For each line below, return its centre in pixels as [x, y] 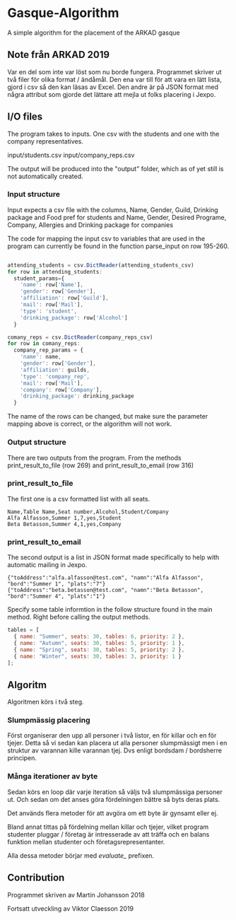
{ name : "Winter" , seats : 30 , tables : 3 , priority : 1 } [98, 656]
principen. [22, 758]
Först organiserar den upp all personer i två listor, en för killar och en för [112, 735]
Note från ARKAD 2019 [59, 55]
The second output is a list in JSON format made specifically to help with [113, 557]
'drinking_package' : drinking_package [77, 396]
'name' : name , [41, 357]
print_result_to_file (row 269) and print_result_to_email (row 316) [101, 465]
